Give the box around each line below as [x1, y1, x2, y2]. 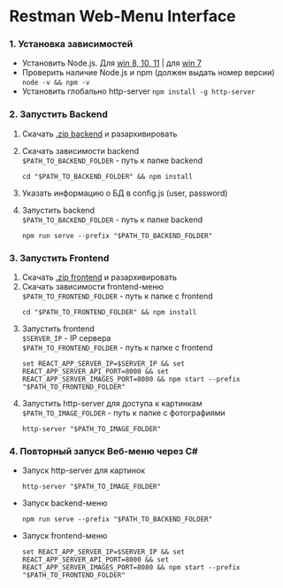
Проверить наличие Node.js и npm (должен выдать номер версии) [21, 67, 276, 78]
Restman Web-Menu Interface [9, 6, 236, 27]
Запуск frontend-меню [21, 530, 108, 541]
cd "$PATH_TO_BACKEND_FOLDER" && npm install [21, 172, 193, 181]
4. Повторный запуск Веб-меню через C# [9, 445, 199, 457]
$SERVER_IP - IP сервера [21, 333, 111, 344]
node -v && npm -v [21, 78, 90, 88]
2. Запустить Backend [9, 108, 109, 120]
